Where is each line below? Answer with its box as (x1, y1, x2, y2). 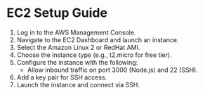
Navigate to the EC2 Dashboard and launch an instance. (16, 35, 180, 44)
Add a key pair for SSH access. (16, 72, 107, 82)
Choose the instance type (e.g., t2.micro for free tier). (16, 51, 173, 59)
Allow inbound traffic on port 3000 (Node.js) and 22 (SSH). (27, 65, 198, 74)
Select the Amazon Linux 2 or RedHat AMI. (16, 43, 140, 51)
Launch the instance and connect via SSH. (16, 80, 140, 89)
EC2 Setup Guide (6, 5, 108, 21)
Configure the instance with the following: (16, 58, 138, 66)
